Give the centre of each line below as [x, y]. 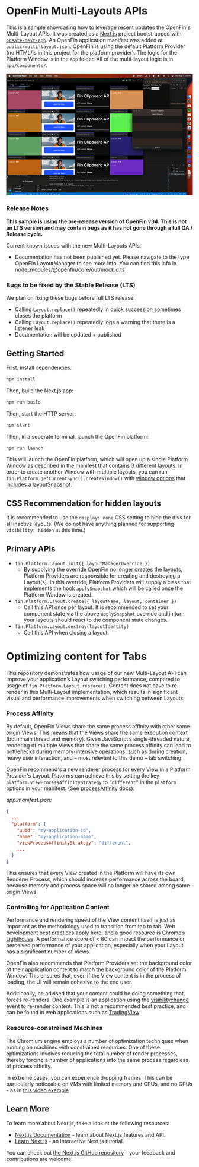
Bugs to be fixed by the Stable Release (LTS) [71, 285]
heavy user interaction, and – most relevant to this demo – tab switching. [94, 758]
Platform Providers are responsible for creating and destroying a [102, 576]
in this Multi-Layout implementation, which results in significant [101, 692]
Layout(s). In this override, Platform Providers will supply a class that [107, 582]
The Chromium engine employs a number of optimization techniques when [97, 1041]
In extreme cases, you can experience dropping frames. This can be [89, 1077]
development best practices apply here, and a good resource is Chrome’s [96, 933]
